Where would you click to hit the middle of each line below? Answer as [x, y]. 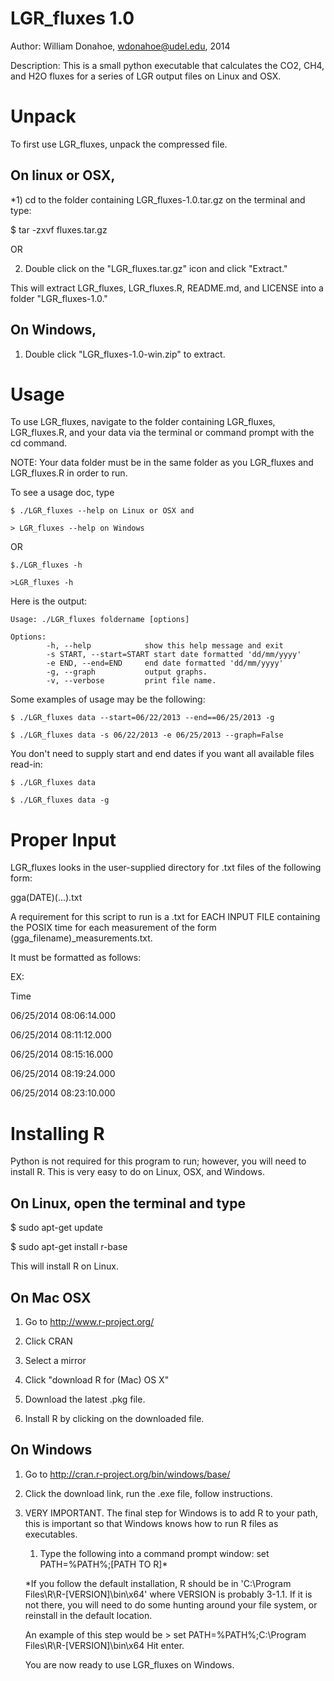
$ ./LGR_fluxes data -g [60, 800]
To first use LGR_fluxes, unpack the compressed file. [119, 144]
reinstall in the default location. [88, 1615]
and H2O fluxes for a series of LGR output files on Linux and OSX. [146, 76]
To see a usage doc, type [62, 493]
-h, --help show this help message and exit [165, 646]
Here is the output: [49, 601]
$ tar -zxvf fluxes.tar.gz [59, 229]
